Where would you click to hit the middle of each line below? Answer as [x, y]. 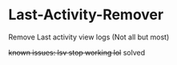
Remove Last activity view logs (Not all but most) [89, 37]
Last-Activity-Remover [86, 15]
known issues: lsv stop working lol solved [77, 52]
